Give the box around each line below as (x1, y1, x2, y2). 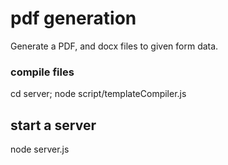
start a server (10, 117, 97, 134)
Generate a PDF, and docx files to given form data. (10, 40, 219, 52)
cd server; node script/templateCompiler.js (10, 88, 187, 100)
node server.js (10, 143, 70, 156)
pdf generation (10, 7, 137, 30)
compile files (10, 65, 75, 79)
